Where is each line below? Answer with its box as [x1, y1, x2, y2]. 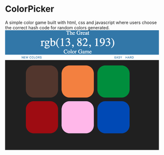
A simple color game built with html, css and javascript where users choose [5, 19, 157, 25]
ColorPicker [5, 3, 55, 15]
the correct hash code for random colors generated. [5, 24, 110, 30]
